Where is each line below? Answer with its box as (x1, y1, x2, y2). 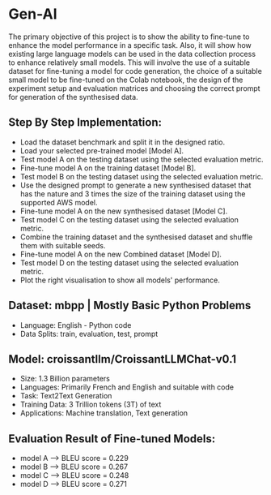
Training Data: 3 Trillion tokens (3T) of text (19, 399, 162, 410)
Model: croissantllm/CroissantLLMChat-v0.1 (8, 352, 237, 366)
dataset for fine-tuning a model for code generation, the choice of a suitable (8, 66, 263, 75)
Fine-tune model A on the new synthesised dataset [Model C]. (19, 206, 228, 216)
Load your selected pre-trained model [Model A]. (19, 145, 184, 155)
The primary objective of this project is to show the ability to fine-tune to (8, 32, 250, 41)
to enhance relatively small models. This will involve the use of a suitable (8, 58, 251, 67)
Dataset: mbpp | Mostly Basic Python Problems (8, 299, 252, 312)
